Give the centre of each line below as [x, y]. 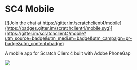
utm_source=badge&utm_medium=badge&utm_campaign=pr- [68, 38]
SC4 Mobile [30, 9]
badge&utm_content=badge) [34, 43]
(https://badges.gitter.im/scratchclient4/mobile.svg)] [59, 28]
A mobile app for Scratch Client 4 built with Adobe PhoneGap [68, 53]
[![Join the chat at [23, 23]
